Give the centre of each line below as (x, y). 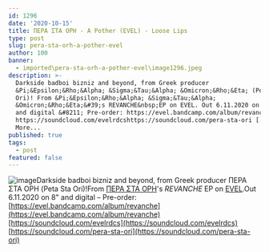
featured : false (35, 157)
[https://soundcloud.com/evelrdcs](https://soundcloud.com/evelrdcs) (123, 223)
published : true (35, 135)
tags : (17, 142)
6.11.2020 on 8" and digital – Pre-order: (73, 197)
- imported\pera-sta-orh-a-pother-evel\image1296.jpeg (109, 68)
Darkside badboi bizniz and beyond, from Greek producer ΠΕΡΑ (142, 181)
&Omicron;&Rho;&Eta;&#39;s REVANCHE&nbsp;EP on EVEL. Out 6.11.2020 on (138, 105)
